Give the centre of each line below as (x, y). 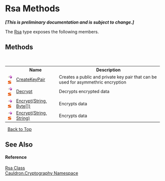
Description (108, 70)
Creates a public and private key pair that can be (108, 77)
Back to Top (19, 129)
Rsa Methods (32, 9)
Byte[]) (24, 106)
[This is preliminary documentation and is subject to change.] (69, 22)
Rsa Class (15, 168)
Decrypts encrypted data (84, 91)
